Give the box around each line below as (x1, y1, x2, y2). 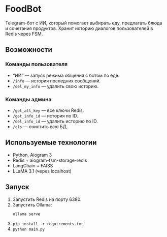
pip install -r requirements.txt (12, 222, 84, 227)
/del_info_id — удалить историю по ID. (12, 118, 98, 124)
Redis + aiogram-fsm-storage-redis (12, 157, 87, 163)
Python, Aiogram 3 (12, 152, 52, 158)
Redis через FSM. (5, 31, 43, 37)
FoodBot (5, 3, 42, 15)
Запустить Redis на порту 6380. (12, 196, 82, 202)
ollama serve (12, 212, 41, 217)
